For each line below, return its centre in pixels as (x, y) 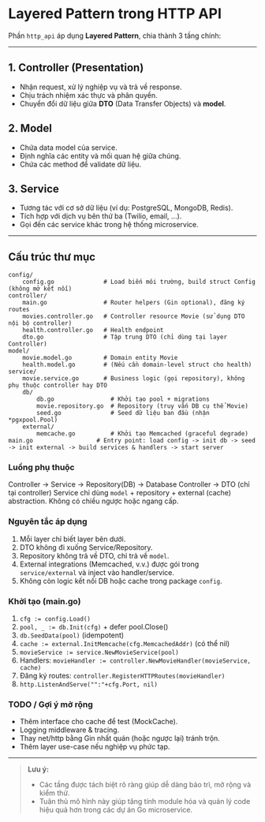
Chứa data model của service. (68, 148)
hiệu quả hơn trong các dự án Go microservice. (116, 810)
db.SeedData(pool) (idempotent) (72, 635)
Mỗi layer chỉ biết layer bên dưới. (73, 539)
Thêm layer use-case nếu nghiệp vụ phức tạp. (95, 747)
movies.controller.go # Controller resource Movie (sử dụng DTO (134, 316)
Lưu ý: (38, 769)
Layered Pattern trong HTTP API (115, 14)
